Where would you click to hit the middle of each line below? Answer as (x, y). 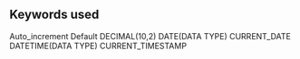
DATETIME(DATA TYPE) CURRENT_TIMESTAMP (98, 46)
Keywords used (54, 15)
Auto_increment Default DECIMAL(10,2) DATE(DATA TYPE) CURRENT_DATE (150, 36)
